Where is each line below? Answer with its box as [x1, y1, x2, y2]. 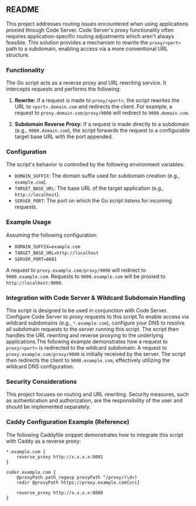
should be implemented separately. [6, 404, 91, 411]
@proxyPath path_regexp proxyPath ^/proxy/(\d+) [16, 474, 137, 480]
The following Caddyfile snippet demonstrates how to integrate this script [6, 431, 184, 438]
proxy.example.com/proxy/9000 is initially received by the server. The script [6, 351, 186, 357]
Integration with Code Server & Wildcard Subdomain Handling [6, 293, 185, 302]
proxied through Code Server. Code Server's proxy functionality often [6, 26, 174, 33]
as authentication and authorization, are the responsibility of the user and [6, 397, 183, 404]
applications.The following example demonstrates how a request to [6, 338, 168, 345]
